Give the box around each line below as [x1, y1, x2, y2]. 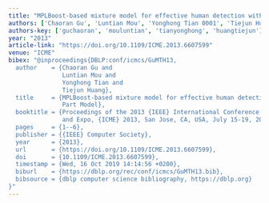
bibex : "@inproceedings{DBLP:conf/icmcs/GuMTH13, [8, 57, 178, 65]
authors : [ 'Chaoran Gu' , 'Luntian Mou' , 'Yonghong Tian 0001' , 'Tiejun [8, 19, 252, 27]
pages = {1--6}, [15, 123, 84, 131]
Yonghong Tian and [62, 78, 124, 86]
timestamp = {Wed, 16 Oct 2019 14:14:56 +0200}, [15, 161, 181, 169]
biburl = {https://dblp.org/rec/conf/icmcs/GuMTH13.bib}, [15, 168, 224, 176]
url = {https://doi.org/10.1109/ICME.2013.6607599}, [15, 145, 217, 153]
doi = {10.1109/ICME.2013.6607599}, [15, 153, 159, 161]
